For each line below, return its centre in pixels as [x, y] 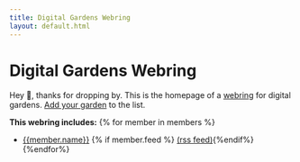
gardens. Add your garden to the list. [77, 105]
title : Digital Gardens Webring [70, 18]
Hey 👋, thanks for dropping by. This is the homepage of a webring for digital [150, 95]
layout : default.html [50, 26]
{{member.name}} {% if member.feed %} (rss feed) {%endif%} [138, 139]
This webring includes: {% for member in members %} [113, 122]
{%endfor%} [46, 149]
